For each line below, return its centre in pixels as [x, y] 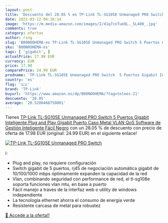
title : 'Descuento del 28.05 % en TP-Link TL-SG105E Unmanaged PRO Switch [85, 15]
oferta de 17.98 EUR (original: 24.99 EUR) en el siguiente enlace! [71, 133]
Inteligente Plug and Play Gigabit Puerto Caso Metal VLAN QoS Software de [83, 123]
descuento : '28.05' [25, 98]
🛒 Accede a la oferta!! [27, 215]
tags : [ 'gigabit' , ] [28, 52]
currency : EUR [20, 61]
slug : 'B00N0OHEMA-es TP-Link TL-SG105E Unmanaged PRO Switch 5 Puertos [82, 43]
